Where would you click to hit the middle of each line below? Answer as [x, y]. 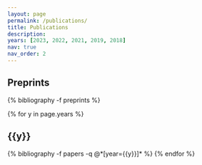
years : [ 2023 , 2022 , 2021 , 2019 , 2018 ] [67, 41]
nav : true [22, 47]
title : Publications [38, 27]
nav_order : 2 [27, 54]
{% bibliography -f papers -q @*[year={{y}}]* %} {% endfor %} [101, 154]
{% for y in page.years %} [46, 114]
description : [27, 34]
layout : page [27, 14]
